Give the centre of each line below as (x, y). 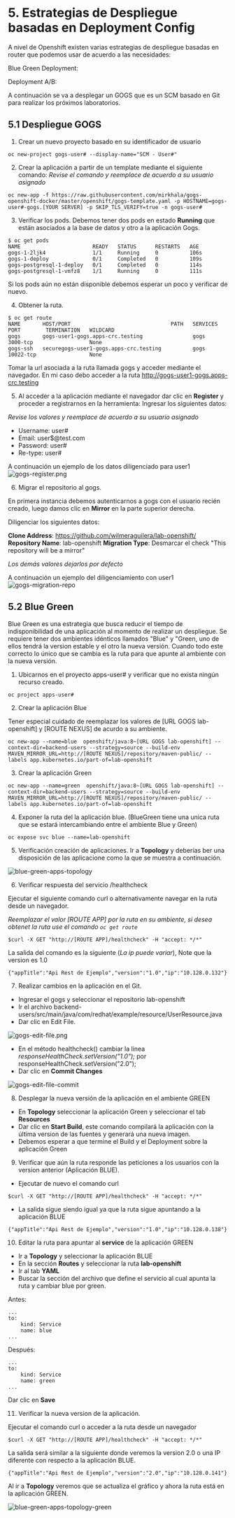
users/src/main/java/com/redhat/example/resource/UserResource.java (120, 1014)
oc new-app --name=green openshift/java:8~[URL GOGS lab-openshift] (112, 786)
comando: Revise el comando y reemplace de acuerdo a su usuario (116, 175)
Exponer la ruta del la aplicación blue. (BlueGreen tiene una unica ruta (119, 817)
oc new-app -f (29, 195)
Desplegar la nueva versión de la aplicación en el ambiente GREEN (114, 1098)
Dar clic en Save (31, 1400)
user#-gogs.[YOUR (33, 207)
